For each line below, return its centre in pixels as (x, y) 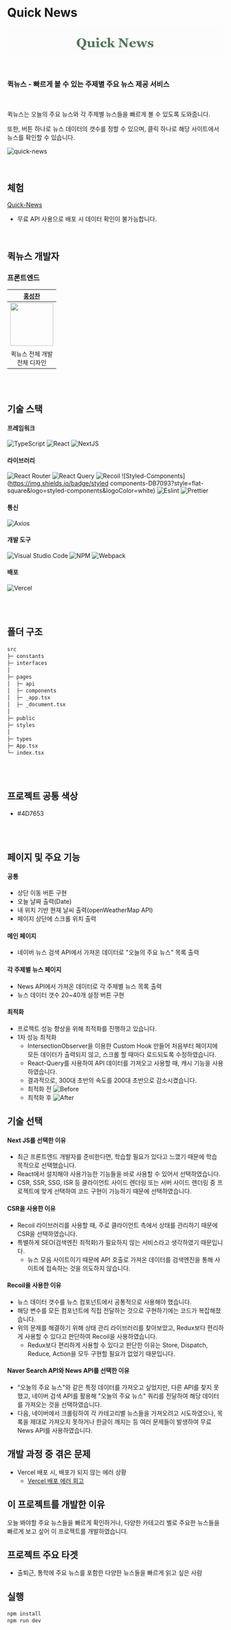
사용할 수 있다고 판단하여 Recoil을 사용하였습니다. (91, 1336)
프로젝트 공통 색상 (43, 796)
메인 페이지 (22, 935)
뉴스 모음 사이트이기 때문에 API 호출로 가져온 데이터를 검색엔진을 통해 (120, 1260)
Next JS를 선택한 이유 (37, 1140)
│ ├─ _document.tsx (37, 704)
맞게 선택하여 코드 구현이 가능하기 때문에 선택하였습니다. (116, 1191)
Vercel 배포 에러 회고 (56, 1480)
